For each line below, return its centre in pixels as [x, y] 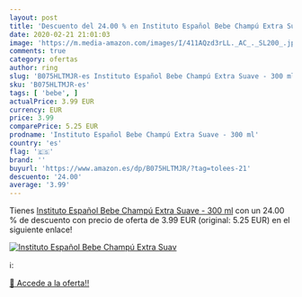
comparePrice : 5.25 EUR [54, 127]
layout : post [34, 18]
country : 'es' [36, 143]
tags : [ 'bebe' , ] [44, 93]
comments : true [38, 51]
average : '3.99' [40, 185]
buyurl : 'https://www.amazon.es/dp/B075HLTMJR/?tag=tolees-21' [130, 168]
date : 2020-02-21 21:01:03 [60, 34]
